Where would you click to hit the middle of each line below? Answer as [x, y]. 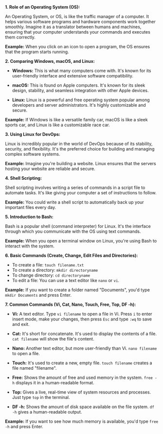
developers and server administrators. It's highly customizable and [79, 105]
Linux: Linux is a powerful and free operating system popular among [81, 100]
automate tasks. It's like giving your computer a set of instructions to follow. [81, 193]
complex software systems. [33, 154]
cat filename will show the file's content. [53, 339]
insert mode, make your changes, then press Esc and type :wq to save [82, 319]
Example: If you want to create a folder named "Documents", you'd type [77, 290]
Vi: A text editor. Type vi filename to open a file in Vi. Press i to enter [82, 314]
